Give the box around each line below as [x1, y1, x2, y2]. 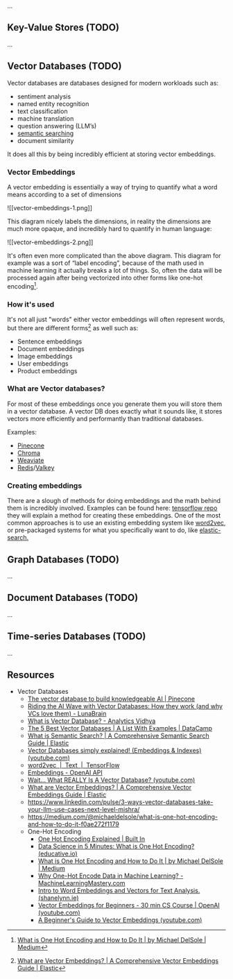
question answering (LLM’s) [17, 121, 97, 130]
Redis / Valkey [17, 463, 55, 472]
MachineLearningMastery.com [37, 879, 126, 887]
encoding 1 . [7, 280, 38, 290]
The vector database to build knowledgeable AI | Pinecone [27, 695, 196, 703]
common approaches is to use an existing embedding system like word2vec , [7, 519, 226, 527]
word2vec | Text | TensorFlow [27, 761, 120, 769]
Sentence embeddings [17, 337, 83, 346]
